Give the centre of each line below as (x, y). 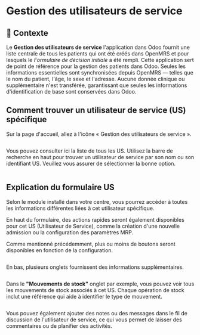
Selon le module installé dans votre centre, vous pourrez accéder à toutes (97, 201)
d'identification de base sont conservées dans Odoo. (71, 91)
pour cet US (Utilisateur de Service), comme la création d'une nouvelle (93, 226)
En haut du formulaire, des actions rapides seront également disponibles (96, 219)
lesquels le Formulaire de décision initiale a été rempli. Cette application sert (100, 60)
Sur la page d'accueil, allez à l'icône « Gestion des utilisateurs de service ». (99, 134)
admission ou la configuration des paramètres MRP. (70, 232)
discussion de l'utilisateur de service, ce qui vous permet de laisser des (94, 320)
